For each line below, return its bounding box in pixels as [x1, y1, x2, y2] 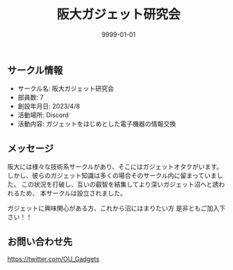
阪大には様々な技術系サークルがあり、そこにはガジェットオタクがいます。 [7, 163, 223, 171]
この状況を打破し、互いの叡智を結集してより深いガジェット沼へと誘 [20, 180, 219, 189]
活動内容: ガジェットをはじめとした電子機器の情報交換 [17, 119, 177, 128]
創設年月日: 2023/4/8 [17, 102, 80, 110]
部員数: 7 [17, 93, 44, 102]
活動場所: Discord [17, 111, 69, 119]
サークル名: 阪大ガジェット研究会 [17, 84, 114, 93]
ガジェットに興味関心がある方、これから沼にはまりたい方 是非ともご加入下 [7, 204, 226, 213]
